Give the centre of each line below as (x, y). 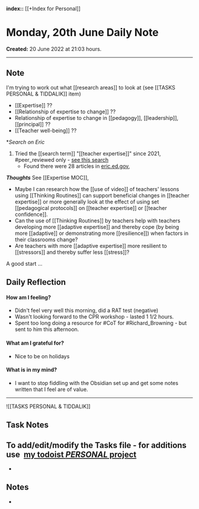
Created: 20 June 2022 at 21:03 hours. (54, 49)
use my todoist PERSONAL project (71, 454)
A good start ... (24, 263)
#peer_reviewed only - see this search (62, 160)
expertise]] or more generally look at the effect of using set (87, 202)
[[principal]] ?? (33, 124)
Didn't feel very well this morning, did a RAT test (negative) (86, 310)
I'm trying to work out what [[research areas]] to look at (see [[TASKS (91, 87)
